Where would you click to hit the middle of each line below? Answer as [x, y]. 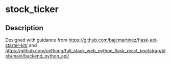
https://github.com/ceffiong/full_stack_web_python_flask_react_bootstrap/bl [86, 51]
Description [24, 28]
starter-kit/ [17, 45]
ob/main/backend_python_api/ [37, 56]
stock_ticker [32, 9]
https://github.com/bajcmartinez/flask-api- [114, 40]
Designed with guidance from [36, 40]
